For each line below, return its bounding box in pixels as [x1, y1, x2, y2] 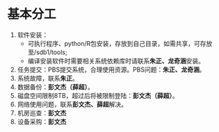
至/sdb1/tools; [27, 48, 67, 56]
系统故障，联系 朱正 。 [17, 74, 79, 82]
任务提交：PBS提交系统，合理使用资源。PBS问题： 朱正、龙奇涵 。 [17, 65, 206, 74]
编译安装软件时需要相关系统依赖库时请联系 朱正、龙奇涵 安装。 [27, 56, 205, 65]
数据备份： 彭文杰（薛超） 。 [17, 83, 94, 91]
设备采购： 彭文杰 [17, 117, 67, 126]
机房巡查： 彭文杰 [17, 108, 67, 117]
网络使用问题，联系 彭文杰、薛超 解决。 [17, 100, 127, 108]
